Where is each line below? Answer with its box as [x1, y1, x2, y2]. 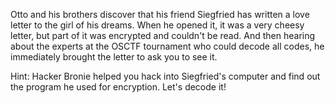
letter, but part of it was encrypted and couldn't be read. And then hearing [10, 30, 316, 41]
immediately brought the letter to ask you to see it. [10, 51, 218, 63]
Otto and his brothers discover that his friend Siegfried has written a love [10, 9, 310, 20]
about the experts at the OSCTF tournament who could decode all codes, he [10, 40, 325, 52]
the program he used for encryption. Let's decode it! [10, 81, 227, 93]
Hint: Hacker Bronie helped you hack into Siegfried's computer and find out [10, 70, 321, 82]
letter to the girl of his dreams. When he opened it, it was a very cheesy [10, 19, 305, 31]
